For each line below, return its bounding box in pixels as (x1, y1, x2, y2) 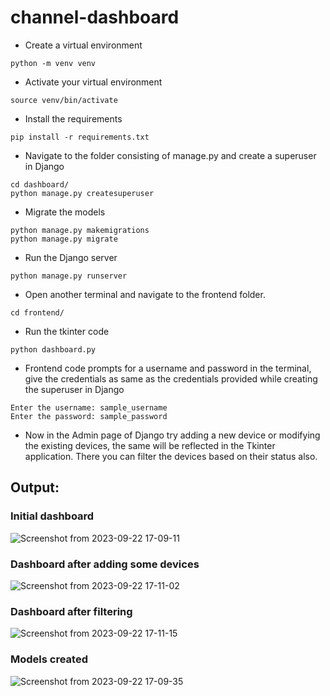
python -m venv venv (10, 58, 97, 68)
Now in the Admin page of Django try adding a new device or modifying (24, 429, 321, 441)
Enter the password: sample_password (10, 411, 168, 421)
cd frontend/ (10, 307, 65, 318)
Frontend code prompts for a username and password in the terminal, (24, 362, 312, 374)
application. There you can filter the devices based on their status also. (24, 450, 318, 462)
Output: (10, 479, 60, 496)
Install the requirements (24, 112, 123, 125)
